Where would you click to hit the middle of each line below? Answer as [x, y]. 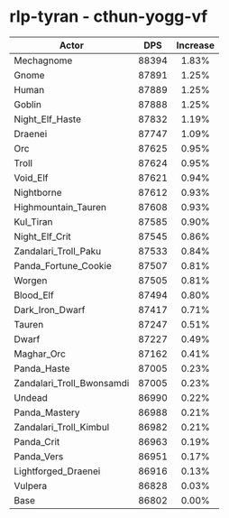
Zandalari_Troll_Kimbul [62, 427]
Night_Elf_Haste [48, 119]
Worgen [31, 280]
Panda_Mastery [47, 412]
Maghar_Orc [40, 354]
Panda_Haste [42, 368]
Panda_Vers [39, 456]
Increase [195, 45]
